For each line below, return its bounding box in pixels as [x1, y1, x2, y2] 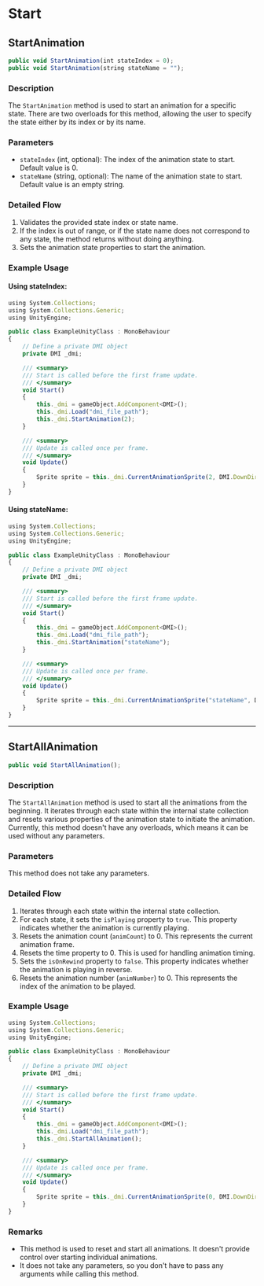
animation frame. [19, 939, 75, 949]
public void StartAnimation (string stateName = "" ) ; [8, 64, 185, 72]
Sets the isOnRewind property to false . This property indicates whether [19, 956, 249, 966]
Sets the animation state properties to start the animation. [19, 242, 206, 252]
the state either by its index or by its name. [8, 117, 146, 127]
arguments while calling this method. [19, 1269, 139, 1279]
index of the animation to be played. [19, 981, 136, 991]
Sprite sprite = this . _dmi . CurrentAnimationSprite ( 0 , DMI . [36, 1193, 234, 1201]
